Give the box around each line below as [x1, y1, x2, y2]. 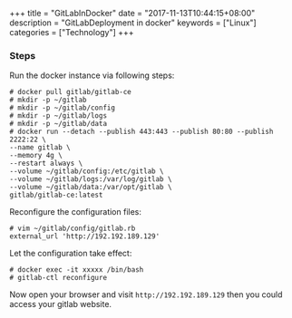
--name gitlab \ [9, 143, 71, 152]
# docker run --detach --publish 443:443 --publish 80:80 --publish [9, 127, 274, 137]
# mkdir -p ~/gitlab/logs [9, 111, 107, 120]
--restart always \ [9, 159, 83, 169]
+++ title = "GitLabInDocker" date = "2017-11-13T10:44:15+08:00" [9, 8, 256, 18]
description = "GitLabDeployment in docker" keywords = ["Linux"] [9, 17, 257, 28]
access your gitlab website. [9, 299, 112, 310]
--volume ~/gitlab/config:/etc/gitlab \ [9, 167, 165, 176]
